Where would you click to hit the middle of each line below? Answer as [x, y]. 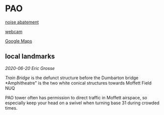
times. [11, 108]
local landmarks [30, 57]
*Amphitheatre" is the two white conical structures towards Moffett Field [78, 83]
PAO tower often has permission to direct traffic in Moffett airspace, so [76, 97]
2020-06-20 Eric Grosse [30, 68]
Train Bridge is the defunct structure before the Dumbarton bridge [72, 78]
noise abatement [22, 22]
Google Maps [19, 41]
